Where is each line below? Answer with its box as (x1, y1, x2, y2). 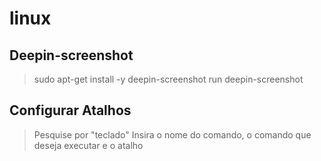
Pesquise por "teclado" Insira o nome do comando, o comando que (33, 128, 312, 141)
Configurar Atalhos (9, 102, 132, 119)
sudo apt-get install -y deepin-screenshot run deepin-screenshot (33, 73, 304, 85)
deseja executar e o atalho (33, 139, 144, 151)
